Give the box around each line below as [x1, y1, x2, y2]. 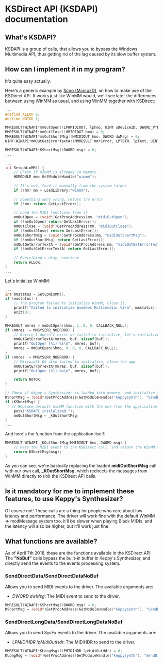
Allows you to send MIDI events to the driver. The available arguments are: [5, 584, 154, 590]
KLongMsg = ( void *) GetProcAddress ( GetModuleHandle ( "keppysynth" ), [5, 653, 142, 658]
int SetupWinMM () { [5, 165, 45, 170]
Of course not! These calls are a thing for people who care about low [5, 507, 143, 514]
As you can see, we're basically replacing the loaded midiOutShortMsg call [5, 463, 157, 468]
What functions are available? [5, 537, 98, 545]
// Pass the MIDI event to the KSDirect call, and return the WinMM [14, 445, 155, 450]
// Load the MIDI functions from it [14, 210, 88, 215]
